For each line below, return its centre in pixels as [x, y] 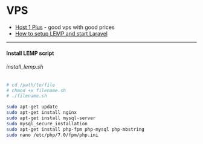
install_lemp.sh [25, 67]
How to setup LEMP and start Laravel [61, 33]
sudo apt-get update [32, 107]
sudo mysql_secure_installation [47, 124]
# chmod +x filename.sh [36, 90]
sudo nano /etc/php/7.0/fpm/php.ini [52, 135]
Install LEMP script [30, 53]
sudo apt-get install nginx [42, 113]
